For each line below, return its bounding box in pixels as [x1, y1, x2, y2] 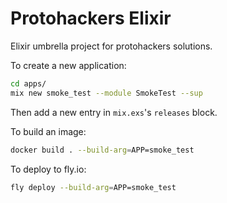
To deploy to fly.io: [10, 163, 87, 175]
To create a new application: [10, 59, 127, 71]
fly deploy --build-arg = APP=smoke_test [10, 182, 177, 192]
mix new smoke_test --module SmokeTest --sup [10, 88, 203, 98]
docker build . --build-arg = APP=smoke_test [10, 145, 195, 155]
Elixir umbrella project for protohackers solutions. [10, 40, 213, 52]
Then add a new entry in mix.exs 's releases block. [10, 106, 218, 118]
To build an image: [10, 125, 87, 137]
